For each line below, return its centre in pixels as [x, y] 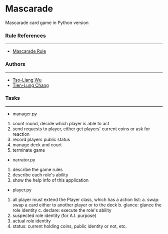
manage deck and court [37, 145]
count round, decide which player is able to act [61, 123]
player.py [22, 190]
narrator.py [24, 160]
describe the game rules [37, 169]
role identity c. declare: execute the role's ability [62, 210]
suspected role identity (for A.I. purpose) [54, 215]
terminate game [29, 150]
